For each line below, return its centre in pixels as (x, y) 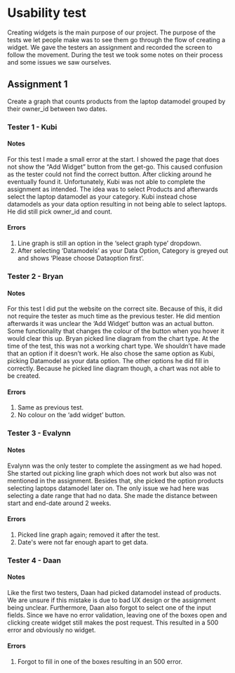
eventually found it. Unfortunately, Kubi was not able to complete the (106, 181)
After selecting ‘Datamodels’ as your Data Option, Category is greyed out (123, 251)
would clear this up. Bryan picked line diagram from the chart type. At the (113, 339)
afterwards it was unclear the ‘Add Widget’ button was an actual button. (111, 324)
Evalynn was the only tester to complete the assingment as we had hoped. (115, 466)
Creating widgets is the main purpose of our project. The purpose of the (112, 32)
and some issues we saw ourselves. (59, 62)
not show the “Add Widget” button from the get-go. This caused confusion (115, 166)
